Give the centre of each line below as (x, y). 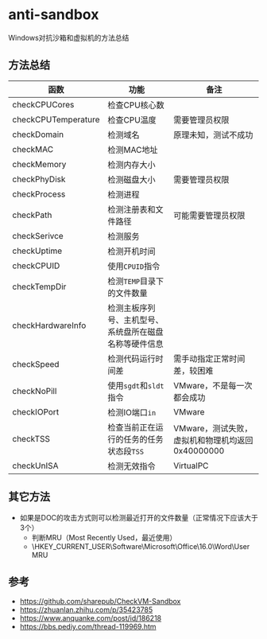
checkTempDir (39, 286)
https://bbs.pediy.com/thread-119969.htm (88, 627)
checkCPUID (36, 266)
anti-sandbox (54, 15)
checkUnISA (35, 466)
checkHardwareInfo (49, 325)
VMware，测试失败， (213, 428)
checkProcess (39, 194)
